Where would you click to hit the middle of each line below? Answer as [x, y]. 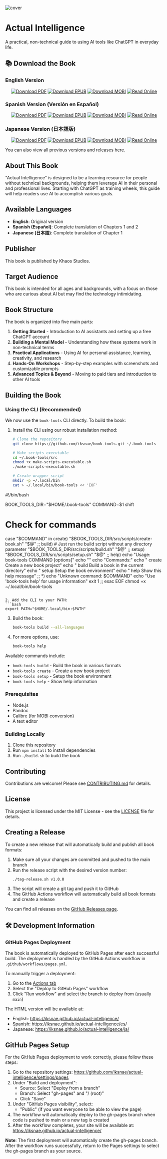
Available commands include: [35, 656]
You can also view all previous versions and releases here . [65, 150]
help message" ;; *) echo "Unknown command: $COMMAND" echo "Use [80, 575]
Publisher [20, 249]
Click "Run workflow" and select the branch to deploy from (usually [82, 994]
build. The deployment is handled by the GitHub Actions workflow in [75, 959]
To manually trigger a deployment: [40, 974]
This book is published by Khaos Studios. [48, 261]
